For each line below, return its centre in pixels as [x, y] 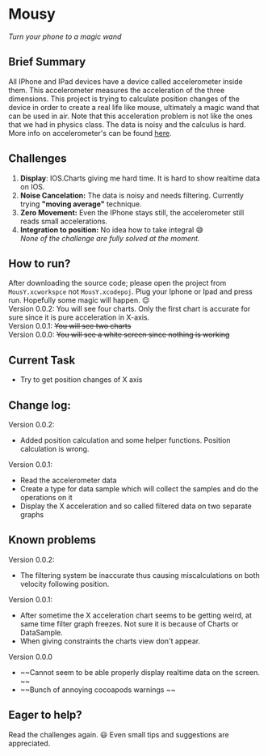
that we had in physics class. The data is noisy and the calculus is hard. [127, 124]
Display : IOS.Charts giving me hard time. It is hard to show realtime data [140, 178]
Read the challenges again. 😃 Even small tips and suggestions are [119, 734]
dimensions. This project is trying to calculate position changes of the [124, 99]
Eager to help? [45, 715]
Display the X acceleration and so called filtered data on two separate [136, 506]
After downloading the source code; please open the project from [117, 283]
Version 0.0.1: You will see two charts [70, 326]
